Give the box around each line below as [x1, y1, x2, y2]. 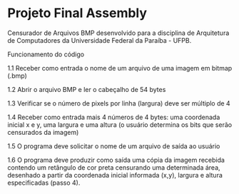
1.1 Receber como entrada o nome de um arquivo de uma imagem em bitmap [7, 63, 233, 72]
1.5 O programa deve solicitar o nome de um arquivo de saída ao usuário [7, 141, 220, 150]
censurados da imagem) [7, 128, 79, 136]
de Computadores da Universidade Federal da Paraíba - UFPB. [7, 36, 192, 44]
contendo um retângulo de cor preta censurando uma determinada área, [7, 163, 220, 172]
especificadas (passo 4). [7, 178, 81, 187]
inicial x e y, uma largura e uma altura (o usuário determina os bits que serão [7, 120, 233, 129]
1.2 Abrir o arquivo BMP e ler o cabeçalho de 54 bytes [7, 85, 166, 93]
